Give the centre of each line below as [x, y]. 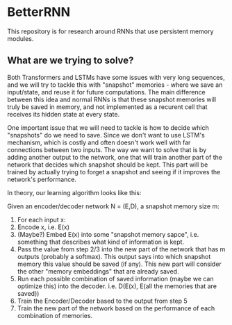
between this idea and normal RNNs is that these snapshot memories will [112, 99]
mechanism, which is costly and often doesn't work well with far [99, 142]
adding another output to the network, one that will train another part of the [115, 157]
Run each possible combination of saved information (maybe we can [115, 278]
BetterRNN [39, 12]
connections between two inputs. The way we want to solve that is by [107, 149]
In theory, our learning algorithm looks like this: [74, 192]
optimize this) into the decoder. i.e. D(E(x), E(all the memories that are [117, 286]
